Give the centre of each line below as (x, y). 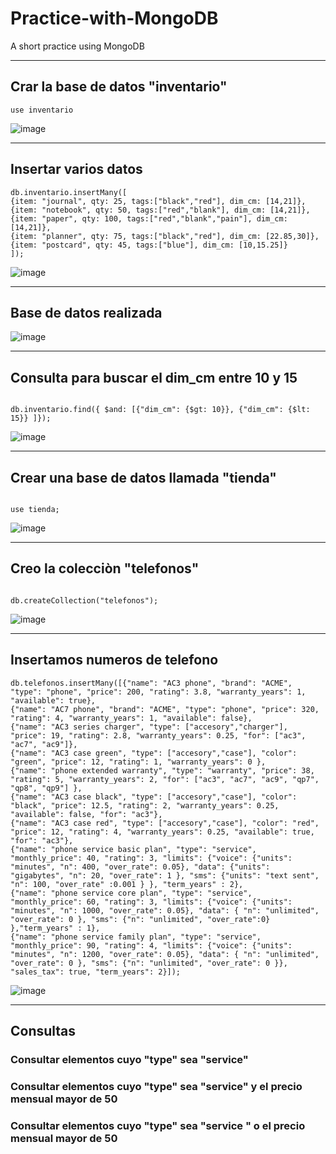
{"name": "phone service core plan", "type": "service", (131, 893)
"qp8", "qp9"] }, (46, 788)
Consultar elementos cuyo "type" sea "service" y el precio (156, 1086)
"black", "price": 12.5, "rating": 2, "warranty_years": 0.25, (145, 805)
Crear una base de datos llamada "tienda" (143, 477)
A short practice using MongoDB (77, 46)
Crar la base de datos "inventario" (119, 87)
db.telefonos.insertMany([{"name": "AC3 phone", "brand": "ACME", (151, 683)
